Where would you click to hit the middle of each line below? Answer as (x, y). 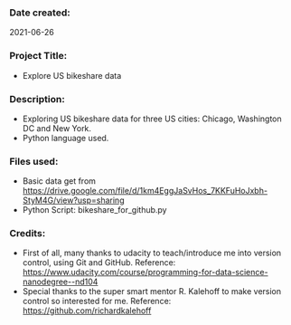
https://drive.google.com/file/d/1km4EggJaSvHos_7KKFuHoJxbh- (145, 191)
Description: (37, 99)
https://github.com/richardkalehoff (87, 311)
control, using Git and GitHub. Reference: (99, 263)
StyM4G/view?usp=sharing (73, 200)
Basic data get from (59, 181)
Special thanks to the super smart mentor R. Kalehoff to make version (152, 292)
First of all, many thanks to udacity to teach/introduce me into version (152, 253)
